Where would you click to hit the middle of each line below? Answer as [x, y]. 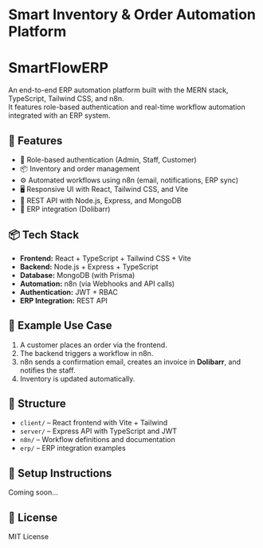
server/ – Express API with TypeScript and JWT [98, 431]
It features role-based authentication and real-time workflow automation [127, 107]
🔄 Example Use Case [61, 325]
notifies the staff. [47, 370]
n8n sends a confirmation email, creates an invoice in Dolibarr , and [130, 362]
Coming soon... [33, 492]
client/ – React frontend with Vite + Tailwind [94, 423]
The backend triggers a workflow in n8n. [86, 353]
